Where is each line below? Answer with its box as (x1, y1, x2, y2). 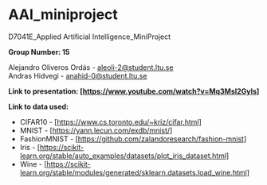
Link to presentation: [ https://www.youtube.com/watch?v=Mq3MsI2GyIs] (8, 86, 260, 96)
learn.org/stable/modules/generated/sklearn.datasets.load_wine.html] (19, 168, 249, 177)
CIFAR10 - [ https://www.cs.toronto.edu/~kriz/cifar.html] (19, 117, 202, 126)
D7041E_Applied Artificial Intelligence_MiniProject (8, 32, 171, 41)
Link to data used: (8, 102, 69, 111)
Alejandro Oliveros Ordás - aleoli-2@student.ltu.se (8, 62, 174, 72)
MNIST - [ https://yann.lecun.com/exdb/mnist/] (19, 125, 173, 135)
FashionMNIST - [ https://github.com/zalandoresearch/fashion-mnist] (19, 133, 247, 144)
